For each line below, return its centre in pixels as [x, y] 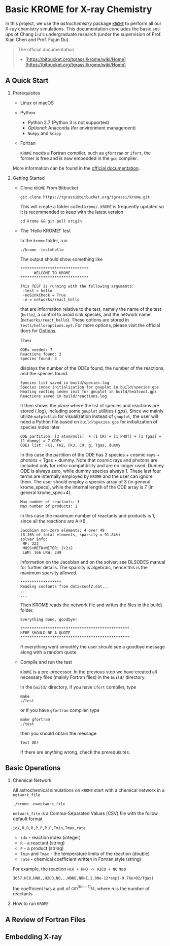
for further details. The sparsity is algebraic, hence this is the [84, 567]
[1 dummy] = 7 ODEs [41, 441]
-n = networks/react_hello [51, 300]
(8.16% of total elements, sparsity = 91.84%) [70, 535]
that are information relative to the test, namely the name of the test [91, 309]
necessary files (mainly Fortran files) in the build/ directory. [83, 677]
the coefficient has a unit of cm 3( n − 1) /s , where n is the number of [81, 888]
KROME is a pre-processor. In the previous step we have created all [89, 672]
